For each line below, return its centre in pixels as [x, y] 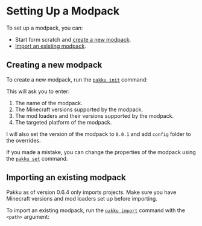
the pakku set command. [37, 158]
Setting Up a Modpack [63, 11]
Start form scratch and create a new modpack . [73, 39]
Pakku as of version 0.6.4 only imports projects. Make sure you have [91, 192]
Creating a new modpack [54, 65]
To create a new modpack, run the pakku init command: [77, 79]
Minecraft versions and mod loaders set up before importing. [82, 198]
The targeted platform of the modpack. [63, 122]
